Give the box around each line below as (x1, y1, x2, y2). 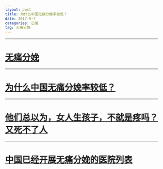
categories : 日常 (5, 20, 39, 26)
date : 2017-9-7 (5, 16, 36, 21)
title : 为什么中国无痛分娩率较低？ (5, 12, 67, 17)
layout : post (5, 7, 32, 12)
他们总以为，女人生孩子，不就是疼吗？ (5, 112, 159, 123)
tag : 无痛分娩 (5, 25, 31, 30)
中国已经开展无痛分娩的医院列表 (5, 154, 133, 166)
